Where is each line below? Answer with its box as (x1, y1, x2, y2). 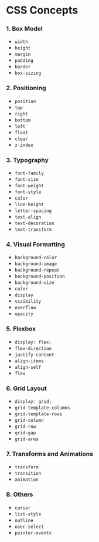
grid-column (14, 417, 44, 423)
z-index (14, 142, 33, 148)
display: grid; (14, 398, 52, 404)
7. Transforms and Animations (6, 450, 94, 458)
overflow (14, 305, 36, 311)
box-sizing (14, 70, 42, 77)
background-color (14, 255, 57, 261)
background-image (14, 261, 57, 267)
